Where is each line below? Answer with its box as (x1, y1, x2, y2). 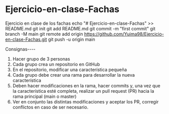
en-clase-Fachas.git (5, 36, 47, 42)
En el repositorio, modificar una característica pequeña (12, 67, 127, 73)
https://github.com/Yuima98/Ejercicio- (84, 31, 164, 37)
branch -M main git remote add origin (5, 31, 83, 37)
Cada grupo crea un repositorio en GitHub (12, 61, 100, 67)
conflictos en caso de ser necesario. (12, 104, 89, 110)
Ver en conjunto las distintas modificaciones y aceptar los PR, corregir (12, 98, 159, 104)
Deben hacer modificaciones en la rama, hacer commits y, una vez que (12, 82, 160, 89)
